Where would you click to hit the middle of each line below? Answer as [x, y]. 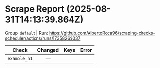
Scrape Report [35, 9]
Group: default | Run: [27, 33]
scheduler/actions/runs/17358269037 [43, 38]
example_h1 [20, 58]
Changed [48, 50]
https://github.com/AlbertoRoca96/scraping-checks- [102, 33]
